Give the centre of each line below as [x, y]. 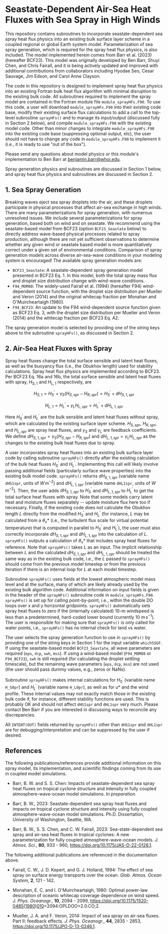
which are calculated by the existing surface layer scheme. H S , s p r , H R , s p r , [81, 424]
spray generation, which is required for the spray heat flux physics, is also [81, 49]
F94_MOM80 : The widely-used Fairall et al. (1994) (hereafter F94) [77, 286]
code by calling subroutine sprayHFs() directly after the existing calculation [82, 458]
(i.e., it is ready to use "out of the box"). [46, 144]
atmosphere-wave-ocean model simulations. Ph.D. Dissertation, [78, 814]
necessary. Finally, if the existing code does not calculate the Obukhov [78, 508]
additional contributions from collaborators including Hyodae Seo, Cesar [79, 70]
